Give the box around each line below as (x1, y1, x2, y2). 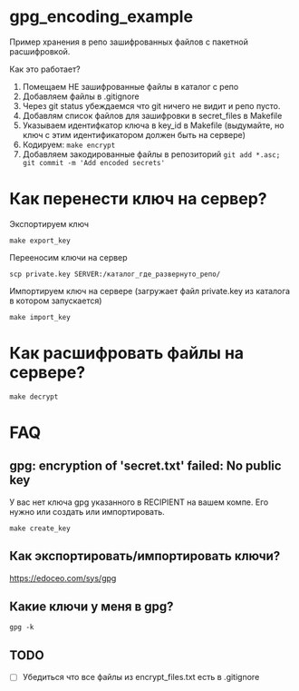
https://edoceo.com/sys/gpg (9, 572, 117, 583)
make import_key (9, 312, 71, 321)
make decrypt (9, 392, 59, 401)
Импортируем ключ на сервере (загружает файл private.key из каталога (9, 285, 291, 296)
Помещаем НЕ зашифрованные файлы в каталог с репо (22, 81, 239, 92)
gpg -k (9, 623, 34, 632)
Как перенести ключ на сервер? (9, 189, 267, 210)
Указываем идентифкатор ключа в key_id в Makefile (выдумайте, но (22, 120, 285, 131)
